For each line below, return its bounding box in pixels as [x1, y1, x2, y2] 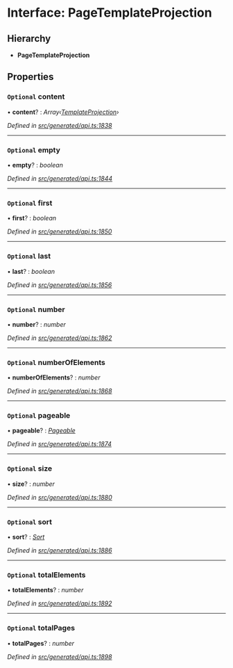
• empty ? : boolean [7, 161, 64, 169]
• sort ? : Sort [7, 533, 45, 541]
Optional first [7, 198, 53, 208]
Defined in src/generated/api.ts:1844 [7, 174, 113, 182]
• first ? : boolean [7, 214, 57, 222]
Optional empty [7, 145, 61, 154]
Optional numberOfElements [7, 357, 106, 367]
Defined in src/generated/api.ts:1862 [7, 334, 112, 342]
